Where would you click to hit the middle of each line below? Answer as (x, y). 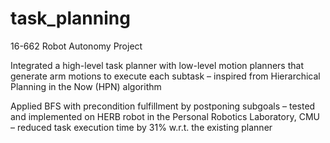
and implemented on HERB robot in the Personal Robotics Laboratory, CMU (165, 116)
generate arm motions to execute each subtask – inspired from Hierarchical (165, 76)
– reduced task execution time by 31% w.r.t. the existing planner (141, 127)
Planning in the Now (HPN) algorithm (86, 86)
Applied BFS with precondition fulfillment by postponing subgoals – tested (163, 106)
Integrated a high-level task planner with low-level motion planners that (157, 65)
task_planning (70, 18)
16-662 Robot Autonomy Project (76, 46)
